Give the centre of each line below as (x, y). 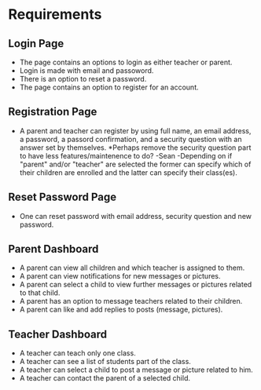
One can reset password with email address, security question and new (135, 216)
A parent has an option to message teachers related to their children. (131, 301)
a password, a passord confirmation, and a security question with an (130, 139)
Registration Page (53, 112)
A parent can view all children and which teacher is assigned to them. (132, 268)
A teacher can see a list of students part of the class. (105, 362)
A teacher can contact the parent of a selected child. (105, 378)
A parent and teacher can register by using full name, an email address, (135, 130)
